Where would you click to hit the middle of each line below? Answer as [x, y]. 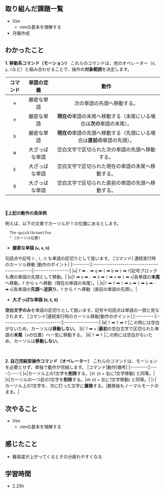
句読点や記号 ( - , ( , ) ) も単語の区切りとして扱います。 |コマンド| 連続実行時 [81, 258]
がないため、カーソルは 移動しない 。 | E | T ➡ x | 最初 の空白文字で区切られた [80, 328]
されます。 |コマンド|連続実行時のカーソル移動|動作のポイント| [69, 316]
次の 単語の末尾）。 [111, 123]
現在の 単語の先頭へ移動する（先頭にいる [104, 133]
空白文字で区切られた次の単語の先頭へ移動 [106, 150]
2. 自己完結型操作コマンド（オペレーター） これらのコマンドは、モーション [82, 361]
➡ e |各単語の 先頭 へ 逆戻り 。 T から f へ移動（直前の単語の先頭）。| [71, 289]
